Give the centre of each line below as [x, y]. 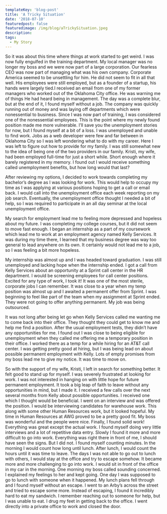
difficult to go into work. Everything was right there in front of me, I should [81, 437]
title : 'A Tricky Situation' [35, 14]
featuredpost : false [27, 24]
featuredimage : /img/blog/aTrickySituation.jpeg [56, 28]
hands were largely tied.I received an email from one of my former [73, 88]
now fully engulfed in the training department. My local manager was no [79, 61]
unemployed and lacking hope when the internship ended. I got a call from [81, 265]
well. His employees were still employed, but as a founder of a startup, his [81, 83]
